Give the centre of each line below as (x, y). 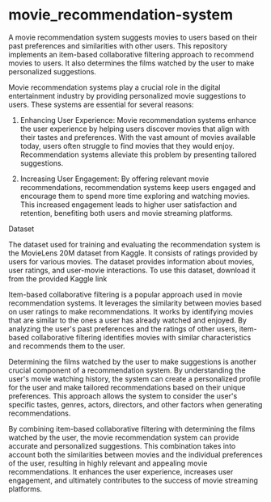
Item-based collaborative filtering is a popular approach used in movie (125, 294)
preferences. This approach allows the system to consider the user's (123, 396)
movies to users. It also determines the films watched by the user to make (131, 63)
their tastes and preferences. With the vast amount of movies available (138, 137)
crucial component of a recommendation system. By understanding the (127, 370)
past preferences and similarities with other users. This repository (118, 45)
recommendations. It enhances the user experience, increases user (121, 471)
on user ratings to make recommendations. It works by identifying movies (131, 311)
